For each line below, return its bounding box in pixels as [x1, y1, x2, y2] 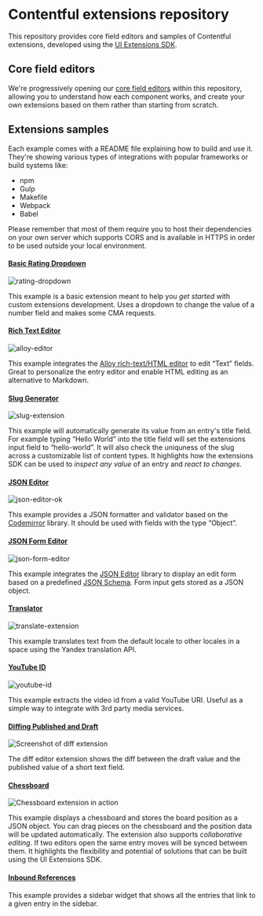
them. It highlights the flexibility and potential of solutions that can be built [8, 846, 247, 856]
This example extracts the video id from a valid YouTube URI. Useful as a [8, 695, 243, 704]
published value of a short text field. [8, 763, 125, 772]
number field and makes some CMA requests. [8, 308, 157, 317]
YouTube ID [8, 662, 46, 672]
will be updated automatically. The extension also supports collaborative [8, 830, 243, 839]
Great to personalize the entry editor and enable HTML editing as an [8, 367, 228, 376]
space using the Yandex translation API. [8, 644, 137, 654]
